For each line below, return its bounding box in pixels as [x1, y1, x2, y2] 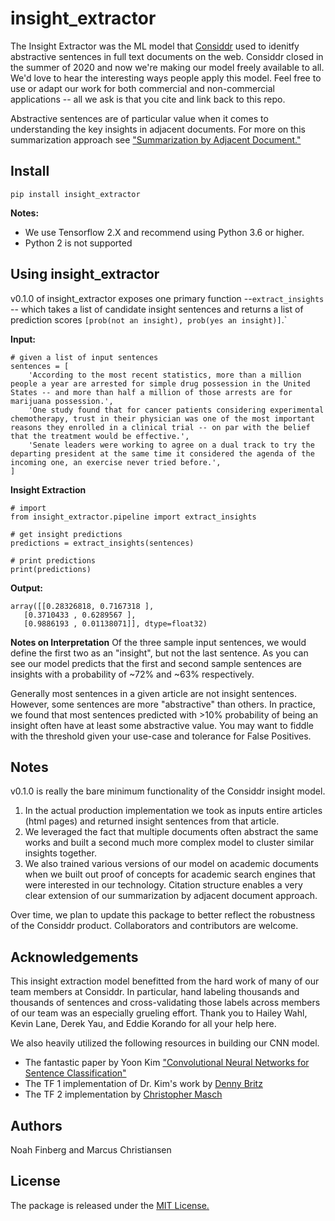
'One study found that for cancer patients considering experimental [28, 405, 325, 415]
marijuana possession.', [10, 396, 114, 406]
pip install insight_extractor [10, 189, 141, 199]
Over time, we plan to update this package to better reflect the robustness [10, 909, 316, 921]
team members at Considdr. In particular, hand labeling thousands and [10, 986, 300, 998]
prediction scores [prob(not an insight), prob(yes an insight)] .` [10, 313, 288, 326]
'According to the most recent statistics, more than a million [28, 370, 302, 380]
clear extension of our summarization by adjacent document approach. [24, 890, 318, 902]
